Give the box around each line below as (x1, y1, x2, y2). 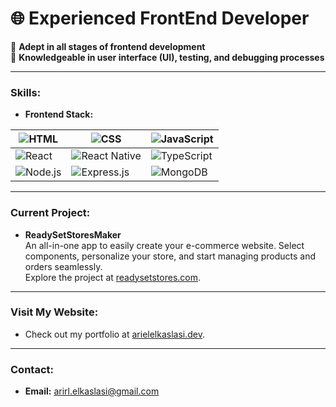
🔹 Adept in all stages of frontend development (10, 40, 206, 52)
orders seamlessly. (24, 260, 103, 272)
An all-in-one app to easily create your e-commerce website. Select (24, 239, 305, 251)
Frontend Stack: (24, 108, 94, 121)
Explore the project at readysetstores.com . (24, 271, 202, 283)
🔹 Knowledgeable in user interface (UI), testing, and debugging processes (10, 51, 325, 63)
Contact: (10, 362, 54, 376)
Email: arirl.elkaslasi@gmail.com (24, 385, 160, 397)
